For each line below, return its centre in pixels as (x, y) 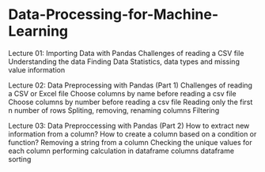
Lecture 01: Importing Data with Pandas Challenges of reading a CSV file (126, 53)
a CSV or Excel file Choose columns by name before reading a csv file (122, 93)
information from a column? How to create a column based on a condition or (132, 134)
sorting (20, 159)
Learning (38, 31)
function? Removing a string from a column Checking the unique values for (131, 142)
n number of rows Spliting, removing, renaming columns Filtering (114, 110)
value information (37, 69)
